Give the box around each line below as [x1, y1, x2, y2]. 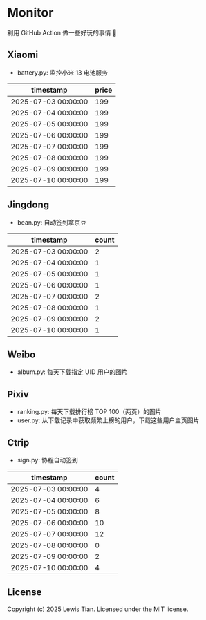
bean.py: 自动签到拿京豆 [17, 218, 86, 226]
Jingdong [7, 199, 50, 211]
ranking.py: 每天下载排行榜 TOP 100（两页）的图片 [17, 408, 162, 416]
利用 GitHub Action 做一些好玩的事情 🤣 [7, 28, 117, 37]
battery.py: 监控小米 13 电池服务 [17, 68, 109, 77]
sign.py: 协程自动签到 [17, 456, 78, 464]
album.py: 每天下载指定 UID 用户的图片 [17, 368, 128, 376]
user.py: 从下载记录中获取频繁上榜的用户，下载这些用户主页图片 [17, 416, 200, 424]
